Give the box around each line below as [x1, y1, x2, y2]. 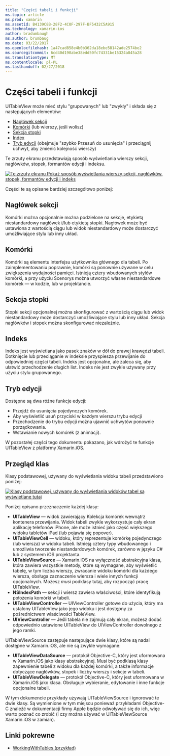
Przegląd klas [5, 459, 49, 468]
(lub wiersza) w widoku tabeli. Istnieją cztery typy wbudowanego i [12, 540, 151, 546]
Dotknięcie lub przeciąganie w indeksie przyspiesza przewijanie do [5, 353, 146, 359]
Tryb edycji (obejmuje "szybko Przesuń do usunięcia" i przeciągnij [12, 140, 152, 146]
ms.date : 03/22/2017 [5, 41, 49, 46]
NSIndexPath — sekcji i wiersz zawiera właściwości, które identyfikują [12, 589, 161, 595]
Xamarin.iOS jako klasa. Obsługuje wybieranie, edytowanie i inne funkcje [12, 679, 165, 686]
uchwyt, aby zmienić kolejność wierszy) [12, 146, 96, 152]
